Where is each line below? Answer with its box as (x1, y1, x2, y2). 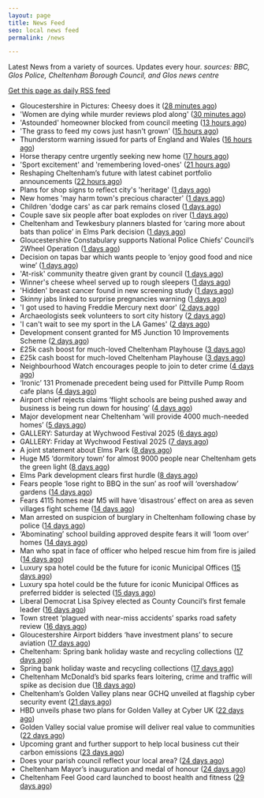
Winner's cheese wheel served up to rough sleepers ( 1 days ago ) (19, 277, 231, 287)
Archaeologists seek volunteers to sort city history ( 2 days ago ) (19, 311, 226, 321)
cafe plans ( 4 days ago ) (19, 386, 97, 396)
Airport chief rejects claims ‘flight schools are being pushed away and (19, 395, 247, 405)
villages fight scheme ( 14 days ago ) (19, 504, 136, 514)
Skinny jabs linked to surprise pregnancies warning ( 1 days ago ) (19, 294, 227, 304)
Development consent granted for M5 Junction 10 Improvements (19, 328, 230, 337)
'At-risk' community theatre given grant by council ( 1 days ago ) (19, 269, 225, 279)
